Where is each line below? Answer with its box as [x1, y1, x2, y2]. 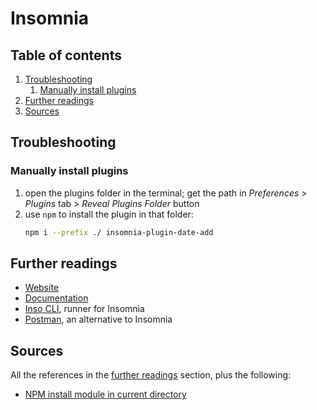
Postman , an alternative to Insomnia [24, 313, 173, 326]
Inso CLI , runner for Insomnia [24, 303, 145, 315]
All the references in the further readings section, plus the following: [10, 369, 292, 381]
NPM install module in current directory [24, 388, 187, 401]
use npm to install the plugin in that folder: [24, 208, 194, 220]
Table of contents [10, 47, 122, 64]
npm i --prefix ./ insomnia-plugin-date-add [24, 227, 214, 237]
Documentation [24, 292, 89, 304]
